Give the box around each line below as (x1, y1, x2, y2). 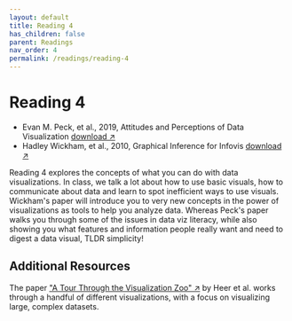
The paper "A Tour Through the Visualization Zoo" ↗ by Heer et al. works (9, 282, 276, 293)
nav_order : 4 (9, 46, 58, 55)
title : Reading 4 (9, 21, 74, 30)
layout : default (9, 12, 69, 22)
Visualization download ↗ (21, 130, 115, 142)
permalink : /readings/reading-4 (9, 54, 129, 63)
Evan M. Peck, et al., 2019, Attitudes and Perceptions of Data (21, 121, 244, 132)
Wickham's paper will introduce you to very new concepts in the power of (9, 195, 280, 206)
